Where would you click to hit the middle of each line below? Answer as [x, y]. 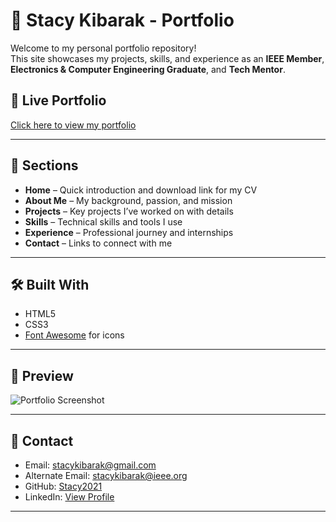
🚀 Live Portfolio [58, 100]
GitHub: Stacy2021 [63, 486]
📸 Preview [42, 375]
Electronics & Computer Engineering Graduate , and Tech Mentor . [148, 69]
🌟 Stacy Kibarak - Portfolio [122, 20]
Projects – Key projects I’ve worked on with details [129, 211]
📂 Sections [44, 165]
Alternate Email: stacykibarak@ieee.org [106, 475]
